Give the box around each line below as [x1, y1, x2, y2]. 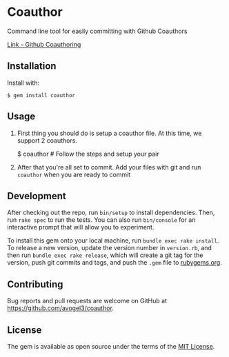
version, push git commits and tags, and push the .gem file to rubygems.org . [7, 258, 223, 267]
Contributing [7, 278, 63, 290]
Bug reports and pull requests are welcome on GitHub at [7, 297, 168, 305]
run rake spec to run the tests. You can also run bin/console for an [7, 216, 196, 224]
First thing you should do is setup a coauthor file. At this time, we [17, 129, 202, 137]
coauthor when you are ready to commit [17, 170, 131, 178]
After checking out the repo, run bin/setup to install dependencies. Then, [7, 208, 215, 217]
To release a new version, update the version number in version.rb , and [7, 244, 212, 252]
